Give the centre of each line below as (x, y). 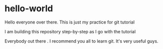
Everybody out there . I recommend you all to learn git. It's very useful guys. (81, 41)
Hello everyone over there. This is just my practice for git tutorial (70, 22)
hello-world (29, 9)
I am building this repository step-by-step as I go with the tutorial (70, 31)
